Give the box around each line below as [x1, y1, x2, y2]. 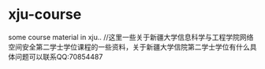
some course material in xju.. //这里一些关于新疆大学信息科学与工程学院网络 [8, 32, 254, 42]
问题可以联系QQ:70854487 [14, 52, 103, 61]
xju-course [8, 5, 82, 24]
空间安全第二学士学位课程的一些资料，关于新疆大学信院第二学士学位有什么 [8, 42, 250, 52]
